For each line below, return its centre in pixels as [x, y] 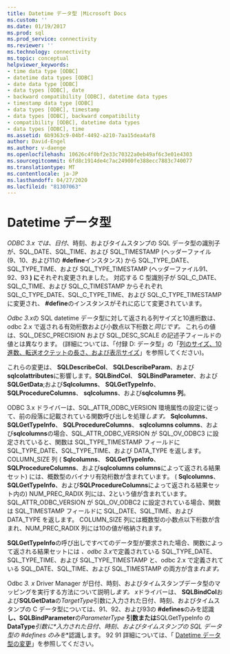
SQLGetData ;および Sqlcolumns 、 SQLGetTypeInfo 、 [83, 385]
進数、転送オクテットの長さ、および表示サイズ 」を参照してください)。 [107, 353]
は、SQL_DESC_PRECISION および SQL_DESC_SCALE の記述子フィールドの [114, 336]
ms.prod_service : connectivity [52, 39]
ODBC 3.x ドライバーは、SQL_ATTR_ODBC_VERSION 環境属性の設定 [104, 408]
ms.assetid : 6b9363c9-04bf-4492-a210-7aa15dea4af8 [81, 135]
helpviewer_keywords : [38, 65]
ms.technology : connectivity [49, 52]
